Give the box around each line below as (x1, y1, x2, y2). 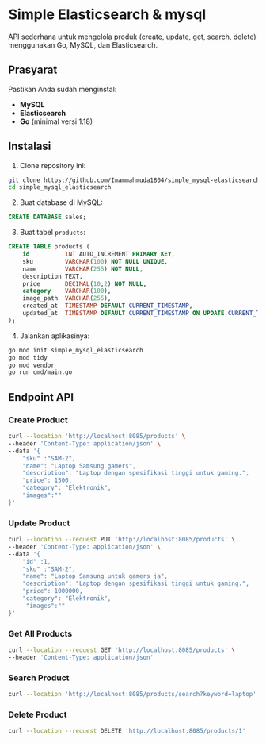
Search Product (8, 672, 70, 683)
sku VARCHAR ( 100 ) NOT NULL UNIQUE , (22, 257, 169, 265)
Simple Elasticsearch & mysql (8, 6, 207, 24)
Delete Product (8, 709, 67, 720)
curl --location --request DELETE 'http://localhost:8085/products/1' (8, 727, 246, 735)
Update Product (8, 518, 70, 529)
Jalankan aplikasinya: (19, 331, 90, 341)
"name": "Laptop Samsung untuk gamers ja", (22, 572, 169, 580)
